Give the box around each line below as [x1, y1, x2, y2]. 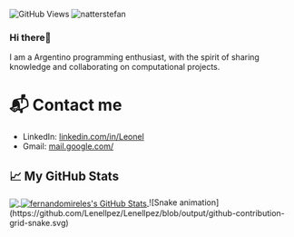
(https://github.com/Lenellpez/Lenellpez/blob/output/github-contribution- [9, 207, 286, 218]
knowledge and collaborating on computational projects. [9, 62, 220, 73]
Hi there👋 [9, 31, 52, 44]
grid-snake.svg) [9, 217, 70, 228]
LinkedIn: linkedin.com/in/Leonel [22, 132, 145, 143]
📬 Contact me [9, 95, 122, 115]
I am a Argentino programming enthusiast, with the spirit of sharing [9, 52, 260, 63]
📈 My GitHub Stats [9, 168, 120, 183]
